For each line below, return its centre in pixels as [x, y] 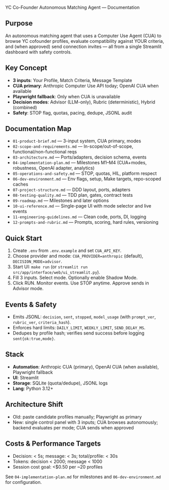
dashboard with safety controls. [39, 52]
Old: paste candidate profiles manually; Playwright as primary [77, 417]
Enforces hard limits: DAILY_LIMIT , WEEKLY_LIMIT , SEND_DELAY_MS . [79, 328]
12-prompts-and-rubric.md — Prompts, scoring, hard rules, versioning [86, 222]
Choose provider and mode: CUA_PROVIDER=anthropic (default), [78, 256]
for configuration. [24, 482]
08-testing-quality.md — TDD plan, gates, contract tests [73, 195]
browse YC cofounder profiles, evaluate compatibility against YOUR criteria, [85, 41]
